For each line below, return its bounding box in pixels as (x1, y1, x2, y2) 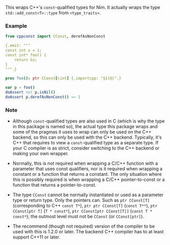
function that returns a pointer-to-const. (12, 182, 96, 188)
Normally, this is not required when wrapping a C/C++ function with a (12, 160, 158, 167)
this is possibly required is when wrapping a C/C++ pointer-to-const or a (12, 176, 165, 182)
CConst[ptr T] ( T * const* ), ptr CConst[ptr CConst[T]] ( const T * (12, 208, 153, 214)
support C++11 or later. (12, 234, 60, 240)
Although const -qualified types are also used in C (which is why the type (12, 118, 165, 124)
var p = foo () (5, 85, 36, 90)
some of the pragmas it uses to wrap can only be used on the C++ (12, 129, 152, 135)
